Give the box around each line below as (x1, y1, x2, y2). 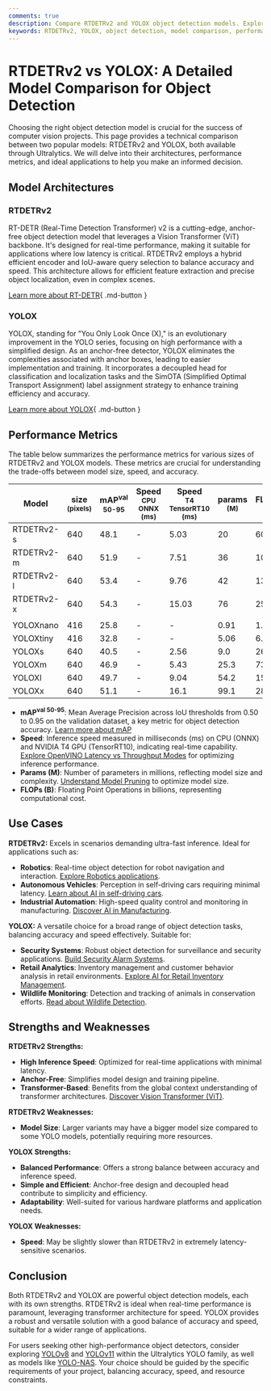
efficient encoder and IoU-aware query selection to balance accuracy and (8, 258, 254, 267)
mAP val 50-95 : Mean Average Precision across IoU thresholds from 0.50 (19, 706, 259, 717)
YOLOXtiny (12, 633, 54, 644)
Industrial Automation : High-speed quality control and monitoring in (19, 896, 248, 906)
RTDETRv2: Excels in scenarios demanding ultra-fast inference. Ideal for (8, 838, 251, 848)
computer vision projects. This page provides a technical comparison (8, 131, 239, 141)
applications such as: (8, 846, 79, 857)
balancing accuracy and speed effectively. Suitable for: (8, 929, 192, 939)
